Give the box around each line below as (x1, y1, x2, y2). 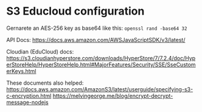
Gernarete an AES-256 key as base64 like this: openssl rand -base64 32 (6, 24, 187, 32)
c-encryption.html (6, 92, 52, 99)
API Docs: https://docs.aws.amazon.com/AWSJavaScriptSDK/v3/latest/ (6, 36, 186, 43)
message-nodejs (6, 99, 49, 106)
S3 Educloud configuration (6, 4, 145, 18)
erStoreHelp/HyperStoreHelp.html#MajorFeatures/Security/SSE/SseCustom (6, 61, 196, 68)
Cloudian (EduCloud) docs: (6, 47, 74, 55)
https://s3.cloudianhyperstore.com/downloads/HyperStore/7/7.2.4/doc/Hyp (6, 54, 196, 61)
